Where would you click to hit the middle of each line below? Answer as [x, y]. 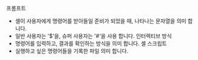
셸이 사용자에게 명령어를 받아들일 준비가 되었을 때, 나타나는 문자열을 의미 [101, 21]
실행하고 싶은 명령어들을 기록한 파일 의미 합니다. [71, 51]
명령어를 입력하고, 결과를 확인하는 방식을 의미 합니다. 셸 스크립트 [91, 43]
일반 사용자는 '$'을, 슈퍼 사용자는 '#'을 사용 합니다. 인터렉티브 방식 [93, 36]
